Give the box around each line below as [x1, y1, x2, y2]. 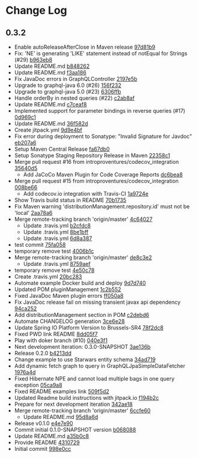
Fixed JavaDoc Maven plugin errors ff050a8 [14, 292, 124, 299]
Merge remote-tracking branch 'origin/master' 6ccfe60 [14, 407, 151, 414]
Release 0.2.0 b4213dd [14, 349, 71, 357]
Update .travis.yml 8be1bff [23, 229, 89, 235]
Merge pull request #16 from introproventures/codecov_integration [14, 158, 179, 165]
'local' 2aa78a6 [14, 209, 53, 216]
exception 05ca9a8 [14, 382, 62, 388]
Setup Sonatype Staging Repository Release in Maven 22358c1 [14, 152, 170, 159]
